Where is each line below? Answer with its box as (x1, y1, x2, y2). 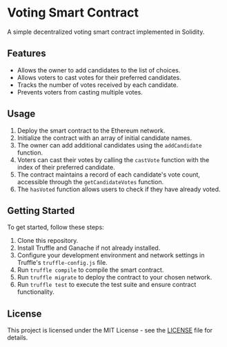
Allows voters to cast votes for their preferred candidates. (17, 73, 181, 81)
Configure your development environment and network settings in (17, 251, 205, 259)
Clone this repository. (17, 237, 79, 245)
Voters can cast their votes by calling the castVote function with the (17, 155, 210, 163)
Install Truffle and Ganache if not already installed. (17, 244, 161, 252)
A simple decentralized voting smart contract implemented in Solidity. (7, 28, 205, 36)
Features (7, 48, 46, 59)
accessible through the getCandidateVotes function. (17, 177, 164, 186)
